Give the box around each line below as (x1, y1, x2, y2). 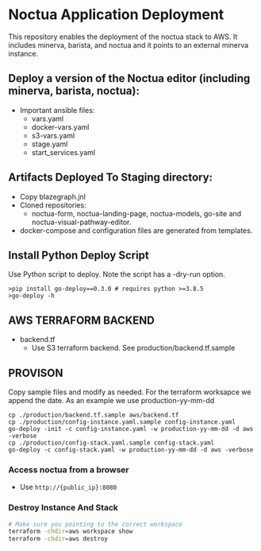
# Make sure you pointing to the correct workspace (8, 520, 182, 528)
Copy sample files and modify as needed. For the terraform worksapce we (8, 387, 251, 397)
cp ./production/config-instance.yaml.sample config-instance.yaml (8, 418, 236, 426)
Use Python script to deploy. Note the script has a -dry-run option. (8, 270, 226, 279)
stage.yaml (31, 139, 68, 149)
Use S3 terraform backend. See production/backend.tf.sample (31, 343, 236, 353)
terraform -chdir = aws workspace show (8, 527, 133, 536)
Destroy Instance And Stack (8, 502, 119, 514)
